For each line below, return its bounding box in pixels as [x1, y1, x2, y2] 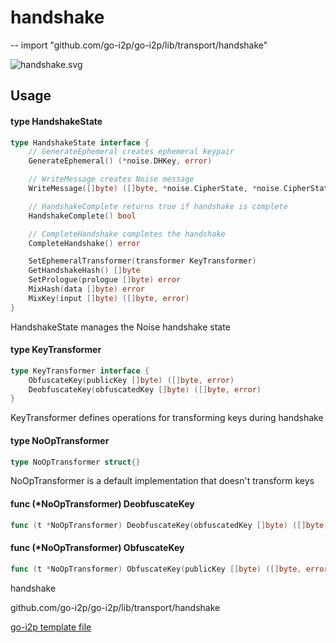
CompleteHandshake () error [28, 238, 141, 248]
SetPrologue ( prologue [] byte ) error [28, 275, 182, 285]
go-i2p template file [10, 621, 92, 633]
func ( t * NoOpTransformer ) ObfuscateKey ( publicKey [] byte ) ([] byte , [10, 564, 302, 574]
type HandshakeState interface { [10, 137, 150, 148]
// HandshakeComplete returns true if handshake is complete [28, 201, 288, 211]
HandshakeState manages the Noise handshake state [10, 321, 231, 333]
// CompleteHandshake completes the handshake [28, 229, 226, 239]
